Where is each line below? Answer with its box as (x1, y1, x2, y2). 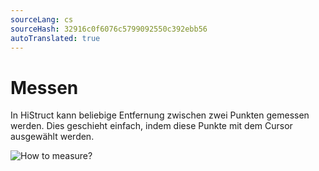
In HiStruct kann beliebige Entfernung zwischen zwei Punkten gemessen (10, 109, 310, 121)
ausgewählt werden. (10, 131, 95, 143)
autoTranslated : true (10, 33, 101, 43)
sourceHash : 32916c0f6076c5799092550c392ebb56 (10, 24, 208, 34)
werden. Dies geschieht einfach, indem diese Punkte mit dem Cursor (10, 120, 293, 132)
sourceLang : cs (10, 14, 74, 25)
